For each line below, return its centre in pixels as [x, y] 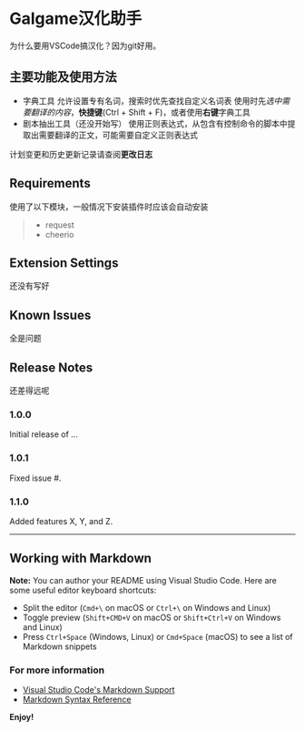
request [59, 225]
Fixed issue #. [35, 478]
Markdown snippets [59, 646]
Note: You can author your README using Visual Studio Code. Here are [143, 580]
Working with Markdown [81, 558]
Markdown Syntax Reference [77, 699]
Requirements [50, 183]
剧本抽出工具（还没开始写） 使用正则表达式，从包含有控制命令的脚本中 [155, 123]
